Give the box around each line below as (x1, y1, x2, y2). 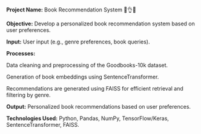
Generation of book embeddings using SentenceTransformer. (6, 73, 159, 80)
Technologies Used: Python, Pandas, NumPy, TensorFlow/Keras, (6, 115, 170, 122)
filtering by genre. (6, 91, 51, 98)
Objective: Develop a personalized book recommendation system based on (6, 20, 196, 27)
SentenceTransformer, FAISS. (6, 121, 80, 128)
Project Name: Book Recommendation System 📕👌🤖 (6, 6, 136, 13)
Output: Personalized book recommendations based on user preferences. (6, 103, 191, 110)
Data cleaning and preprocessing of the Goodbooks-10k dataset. (6, 62, 168, 69)
